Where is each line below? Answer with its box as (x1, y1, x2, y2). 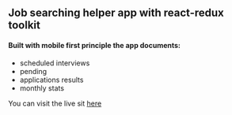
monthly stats (19, 83, 65, 93)
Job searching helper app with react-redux (8, 6, 224, 20)
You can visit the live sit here (8, 98, 102, 108)
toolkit (8, 19, 41, 32)
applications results (19, 75, 84, 84)
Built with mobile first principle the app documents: (8, 40, 181, 50)
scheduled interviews (19, 58, 90, 68)
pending (19, 66, 48, 76)
